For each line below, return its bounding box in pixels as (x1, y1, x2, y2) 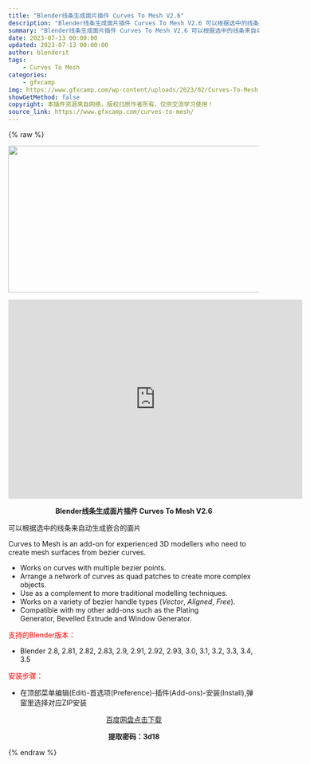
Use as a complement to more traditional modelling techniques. (19, 589, 229, 597)
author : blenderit (8, 49, 69, 57)
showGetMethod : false (8, 93, 80, 101)
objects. (19, 580, 47, 590)
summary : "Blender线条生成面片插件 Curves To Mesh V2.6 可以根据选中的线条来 (8, 26, 251, 34)
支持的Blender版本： (8, 630, 76, 640)
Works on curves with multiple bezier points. (19, 563, 167, 572)
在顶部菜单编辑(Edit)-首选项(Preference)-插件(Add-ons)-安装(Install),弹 (19, 688, 253, 697)
